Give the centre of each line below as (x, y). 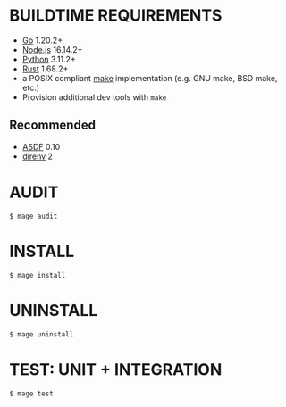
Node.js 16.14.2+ (52, 49)
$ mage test (31, 394)
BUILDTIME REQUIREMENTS (116, 16)
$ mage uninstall (42, 334)
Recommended (53, 125)
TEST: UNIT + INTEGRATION (116, 369)
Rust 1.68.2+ (45, 69)
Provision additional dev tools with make (94, 97)
